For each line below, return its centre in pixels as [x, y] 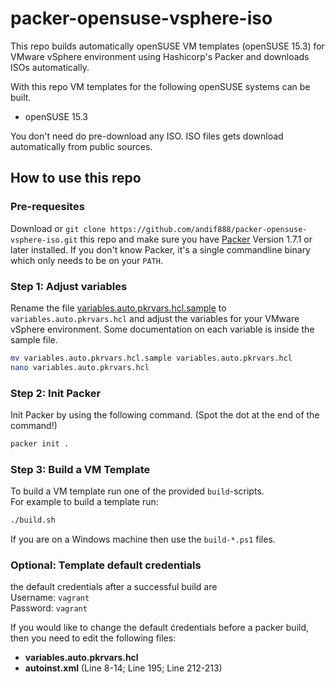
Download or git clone [58, 228]
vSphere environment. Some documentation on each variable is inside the [162, 329]
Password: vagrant [49, 608]
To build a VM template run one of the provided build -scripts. [137, 491]
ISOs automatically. [50, 67]
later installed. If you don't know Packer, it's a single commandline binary [160, 249]
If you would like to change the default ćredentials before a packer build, [160, 628]
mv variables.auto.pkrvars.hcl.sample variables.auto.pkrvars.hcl [151, 358]
